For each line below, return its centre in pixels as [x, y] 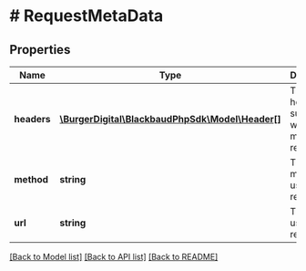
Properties [40, 50]
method [31, 179]
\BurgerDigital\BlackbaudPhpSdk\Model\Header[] [170, 119]
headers [33, 119]
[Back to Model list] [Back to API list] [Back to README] [114, 257]
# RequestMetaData [87, 16]
